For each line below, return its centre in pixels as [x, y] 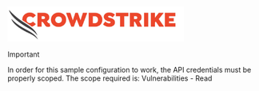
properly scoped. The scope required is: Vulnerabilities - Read [110, 78]
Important [24, 54]
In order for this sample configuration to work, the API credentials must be [129, 69]
